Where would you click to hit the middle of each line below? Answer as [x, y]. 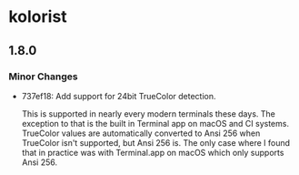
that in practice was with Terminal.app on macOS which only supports [153, 152]
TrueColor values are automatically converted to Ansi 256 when [141, 133]
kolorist [38, 17]
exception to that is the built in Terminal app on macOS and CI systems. [155, 123]
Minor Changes [43, 77]
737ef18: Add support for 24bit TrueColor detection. [119, 96]
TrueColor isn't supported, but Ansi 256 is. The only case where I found [156, 142]
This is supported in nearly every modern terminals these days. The [149, 113]
